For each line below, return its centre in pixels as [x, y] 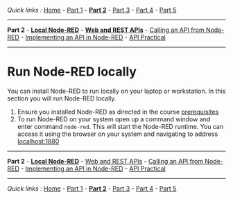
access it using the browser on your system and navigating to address [118, 134]
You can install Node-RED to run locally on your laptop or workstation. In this [116, 91]
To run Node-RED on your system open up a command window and [114, 119]
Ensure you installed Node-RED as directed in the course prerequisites [118, 112]
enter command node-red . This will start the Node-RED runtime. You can [120, 126]
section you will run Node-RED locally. [62, 98]
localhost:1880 [38, 141]
